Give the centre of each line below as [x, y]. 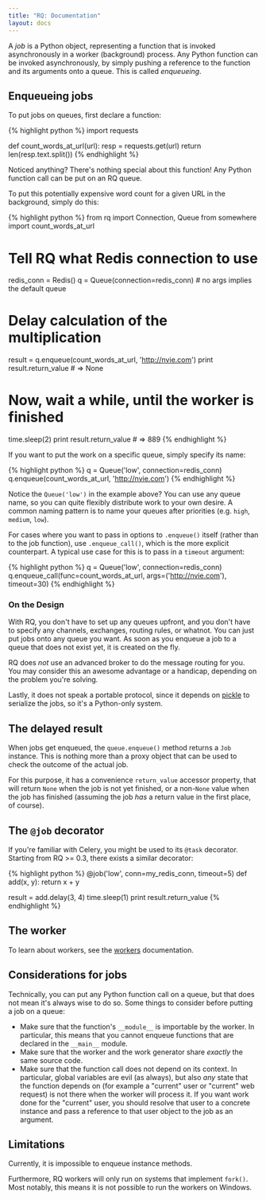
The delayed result [56, 729]
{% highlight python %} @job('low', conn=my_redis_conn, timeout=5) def [128, 874]
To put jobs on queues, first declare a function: [85, 115]
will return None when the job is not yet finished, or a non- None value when [129, 789]
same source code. [51, 1060]
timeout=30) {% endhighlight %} [62, 584]
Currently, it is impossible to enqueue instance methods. [100, 1163]
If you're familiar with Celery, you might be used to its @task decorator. [123, 850]
